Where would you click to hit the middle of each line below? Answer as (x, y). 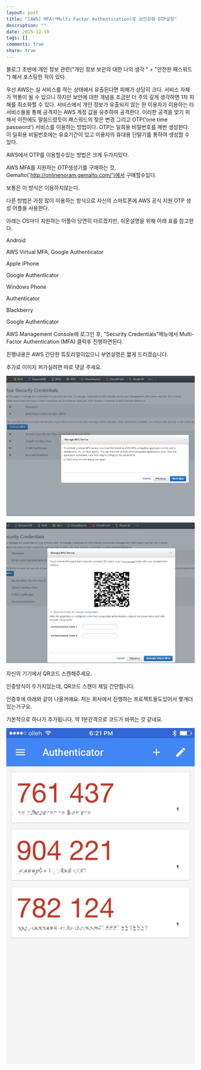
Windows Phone (26, 287)
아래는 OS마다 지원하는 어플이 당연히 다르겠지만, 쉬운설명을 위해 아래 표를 (92, 221)
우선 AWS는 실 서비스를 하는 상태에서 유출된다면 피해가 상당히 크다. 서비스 (93, 89)
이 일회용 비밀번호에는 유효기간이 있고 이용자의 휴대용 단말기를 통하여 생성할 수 (98, 134)
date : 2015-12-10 (28, 32)
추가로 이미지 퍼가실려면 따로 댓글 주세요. (54, 367)
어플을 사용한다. (31, 208)
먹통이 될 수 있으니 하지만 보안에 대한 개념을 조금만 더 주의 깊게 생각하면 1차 (100, 97)
